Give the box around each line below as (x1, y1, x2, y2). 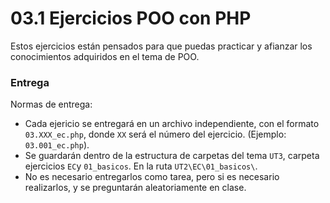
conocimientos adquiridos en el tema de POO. (10, 50, 200, 62)
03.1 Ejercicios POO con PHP (10, 7, 252, 30)
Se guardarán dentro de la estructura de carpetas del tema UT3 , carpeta (24, 150, 320, 162)
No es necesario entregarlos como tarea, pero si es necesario (24, 171, 280, 183)
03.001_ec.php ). (24, 139, 90, 151)
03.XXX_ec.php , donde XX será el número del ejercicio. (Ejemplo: (24, 128, 287, 141)
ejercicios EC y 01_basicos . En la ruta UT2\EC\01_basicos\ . (24, 160, 258, 172)
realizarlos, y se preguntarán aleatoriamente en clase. (24, 182, 247, 194)
